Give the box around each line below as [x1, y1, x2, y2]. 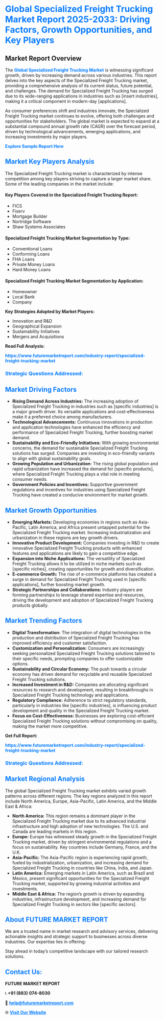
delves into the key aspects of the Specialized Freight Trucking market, [5, 77, 148, 83]
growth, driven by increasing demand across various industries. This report [5, 72, 157, 78]
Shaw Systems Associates [12, 224, 66, 230]
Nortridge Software [12, 219, 51, 225]
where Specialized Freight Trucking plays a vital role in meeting [12, 471, 140, 477]
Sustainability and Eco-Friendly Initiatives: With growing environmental [12, 440, 159, 446]
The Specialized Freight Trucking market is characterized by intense [5, 170, 143, 176]
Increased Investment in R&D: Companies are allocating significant [12, 682, 149, 688]
